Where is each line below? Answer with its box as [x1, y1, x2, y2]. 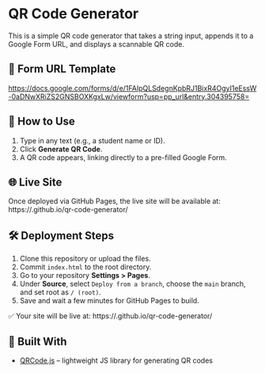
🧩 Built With [8, 334, 67, 348]
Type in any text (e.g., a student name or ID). [19, 135, 165, 145]
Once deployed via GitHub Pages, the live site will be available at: [8, 196, 221, 206]
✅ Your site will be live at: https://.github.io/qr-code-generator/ [8, 311, 213, 321]
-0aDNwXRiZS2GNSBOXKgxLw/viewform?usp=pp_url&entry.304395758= [8, 92, 250, 101]
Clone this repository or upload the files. [19, 254, 152, 264]
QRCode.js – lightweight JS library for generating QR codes [19, 356, 214, 365]
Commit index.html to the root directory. [19, 262, 152, 272]
